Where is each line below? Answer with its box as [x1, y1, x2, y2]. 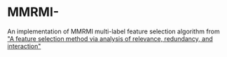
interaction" [7, 42, 41, 50]
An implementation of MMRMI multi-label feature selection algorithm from [7, 27, 221, 35]
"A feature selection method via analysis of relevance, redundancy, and [7, 34, 214, 42]
